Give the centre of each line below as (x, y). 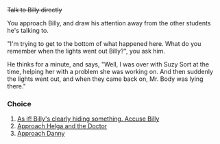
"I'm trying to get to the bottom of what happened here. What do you (104, 44)
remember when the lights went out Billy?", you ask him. (86, 51)
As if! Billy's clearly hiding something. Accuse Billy (88, 119)
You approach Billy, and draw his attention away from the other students (109, 23)
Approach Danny (41, 134)
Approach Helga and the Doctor (62, 126)
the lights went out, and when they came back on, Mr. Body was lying (105, 79)
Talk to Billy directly (35, 10)
